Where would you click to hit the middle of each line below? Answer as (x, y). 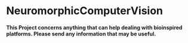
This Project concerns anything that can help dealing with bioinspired (94, 27)
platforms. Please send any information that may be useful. (81, 34)
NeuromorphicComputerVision (84, 11)
